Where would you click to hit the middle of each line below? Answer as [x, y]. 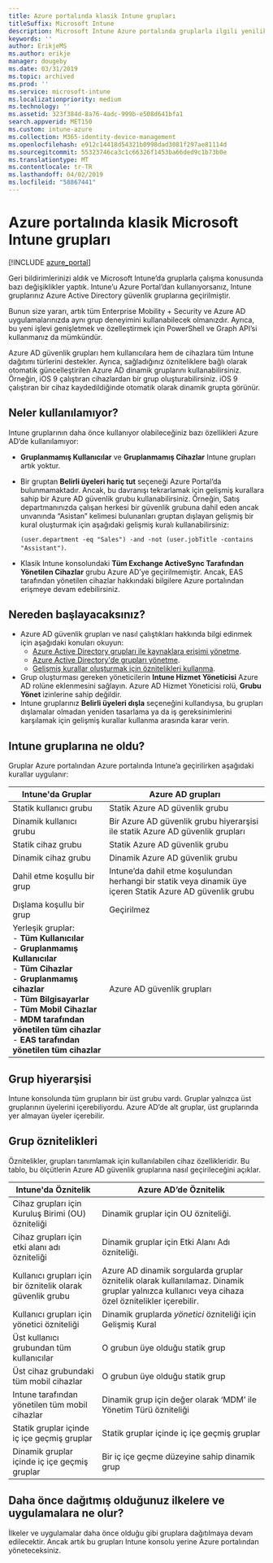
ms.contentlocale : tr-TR [50, 168]
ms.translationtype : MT [49, 159]
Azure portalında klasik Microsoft [123, 222]
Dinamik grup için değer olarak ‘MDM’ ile [180, 1400]
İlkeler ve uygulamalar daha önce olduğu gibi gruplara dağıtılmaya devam [131, 1533]
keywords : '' [30, 39]
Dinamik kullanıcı [45, 821]
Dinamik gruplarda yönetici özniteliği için [179, 1314]
